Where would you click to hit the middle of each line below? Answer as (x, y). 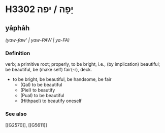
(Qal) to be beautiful (41, 85)
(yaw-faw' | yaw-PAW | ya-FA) (38, 40)
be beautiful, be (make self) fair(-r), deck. (49, 70)
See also (16, 114)
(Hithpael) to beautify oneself (51, 101)
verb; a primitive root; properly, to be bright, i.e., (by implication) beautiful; (83, 64)
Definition (18, 53)
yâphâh (18, 28)
